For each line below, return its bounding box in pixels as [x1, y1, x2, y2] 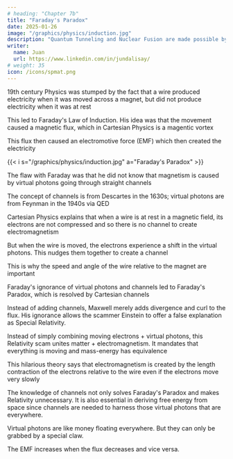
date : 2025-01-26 [7, 23, 58, 30]
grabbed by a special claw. [7, 431, 84, 440]
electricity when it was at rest [7, 102, 92, 111]
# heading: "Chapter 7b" [7, 10, 79, 17]
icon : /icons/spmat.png [7, 68, 76, 75]
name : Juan [13, 49, 45, 56]
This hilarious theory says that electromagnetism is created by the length [7, 360, 216, 369]
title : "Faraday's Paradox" [7, 17, 89, 24]
